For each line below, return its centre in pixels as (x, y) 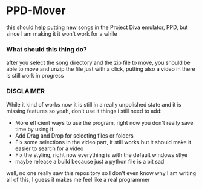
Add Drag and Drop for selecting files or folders (74, 135)
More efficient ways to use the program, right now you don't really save (104, 122)
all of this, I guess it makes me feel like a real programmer (78, 179)
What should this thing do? (47, 49)
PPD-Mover (36, 11)
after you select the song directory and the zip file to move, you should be (98, 63)
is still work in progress (35, 76)
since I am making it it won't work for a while (62, 33)
